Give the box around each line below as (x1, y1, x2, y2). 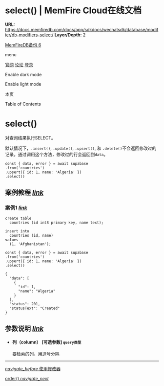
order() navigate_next (5, 376, 49, 382)
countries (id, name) (9, 233, 54, 238)
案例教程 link (5, 188, 44, 197)
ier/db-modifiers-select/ (5, 32, 54, 38)
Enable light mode (5, 81, 41, 87)
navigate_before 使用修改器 (5, 366, 61, 372)
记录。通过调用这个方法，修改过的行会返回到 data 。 (5, 151, 108, 157)
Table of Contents (5, 101, 41, 107)
